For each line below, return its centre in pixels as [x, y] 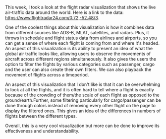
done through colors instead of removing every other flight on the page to [81, 105]
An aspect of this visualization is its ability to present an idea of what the [79, 48]
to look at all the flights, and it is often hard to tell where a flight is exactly [80, 90]
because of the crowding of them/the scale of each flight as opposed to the [82, 95]
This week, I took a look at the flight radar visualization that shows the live [81, 7]
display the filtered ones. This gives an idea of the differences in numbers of [83, 111]
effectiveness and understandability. [42, 131]
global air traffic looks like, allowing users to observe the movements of [78, 54]
